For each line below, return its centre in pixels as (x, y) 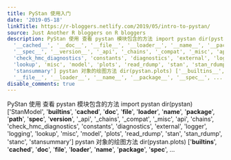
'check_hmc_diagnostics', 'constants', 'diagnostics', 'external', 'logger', (107, 126)
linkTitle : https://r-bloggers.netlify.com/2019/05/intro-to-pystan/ (109, 26)
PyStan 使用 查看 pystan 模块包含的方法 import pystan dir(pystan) (100, 104)
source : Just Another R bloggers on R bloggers (77, 33)
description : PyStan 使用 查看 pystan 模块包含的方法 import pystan (101, 39)
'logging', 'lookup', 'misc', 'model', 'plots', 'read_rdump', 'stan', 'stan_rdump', (115, 134)
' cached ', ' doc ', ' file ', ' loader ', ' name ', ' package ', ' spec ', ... (91, 150)
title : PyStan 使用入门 (39, 13)
